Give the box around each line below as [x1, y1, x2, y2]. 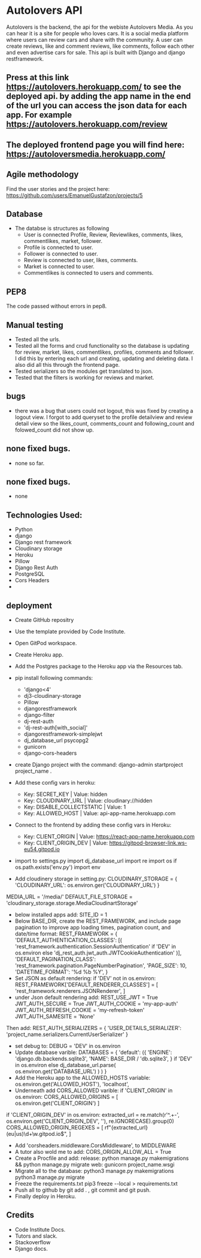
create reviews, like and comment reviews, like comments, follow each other [6, 42, 194, 50]
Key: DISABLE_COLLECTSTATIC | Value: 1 [23, 803, 126, 811]
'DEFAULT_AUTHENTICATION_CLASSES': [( [14, 937, 123, 944]
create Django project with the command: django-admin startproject [14, 761, 184, 768]
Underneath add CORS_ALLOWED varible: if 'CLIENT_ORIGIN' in [14, 1087, 173, 1094]
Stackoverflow [14, 1238, 51, 1245]
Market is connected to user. [23, 263, 95, 270]
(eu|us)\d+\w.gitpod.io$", [6, 1131, 68, 1138]
